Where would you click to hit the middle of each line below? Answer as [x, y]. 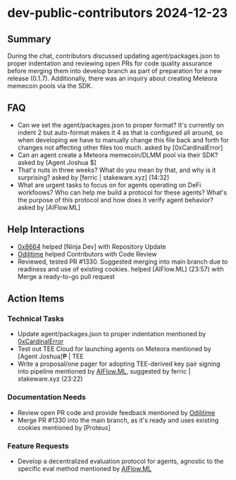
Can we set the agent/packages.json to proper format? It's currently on [120, 125]
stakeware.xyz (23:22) [50, 379]
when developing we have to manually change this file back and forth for [123, 140]
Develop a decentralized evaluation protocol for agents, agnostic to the [120, 461]
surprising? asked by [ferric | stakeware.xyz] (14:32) [93, 177]
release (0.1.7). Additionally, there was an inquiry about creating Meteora [112, 78]
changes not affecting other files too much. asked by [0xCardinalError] [120, 147]
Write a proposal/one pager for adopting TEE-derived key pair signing [119, 364]
